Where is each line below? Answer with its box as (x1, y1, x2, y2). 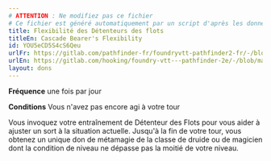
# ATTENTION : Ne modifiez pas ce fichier (8, 11, 153, 20)
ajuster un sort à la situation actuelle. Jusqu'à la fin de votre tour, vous (8, 126, 242, 135)
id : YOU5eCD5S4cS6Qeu (8, 42, 81, 50)
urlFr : (8, 49, 31, 57)
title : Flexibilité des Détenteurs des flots (8, 27, 164, 35)
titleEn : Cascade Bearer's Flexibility (8, 34, 143, 43)
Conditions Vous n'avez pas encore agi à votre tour (8, 101, 181, 111)
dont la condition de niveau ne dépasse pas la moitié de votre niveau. (8, 142, 240, 153)
